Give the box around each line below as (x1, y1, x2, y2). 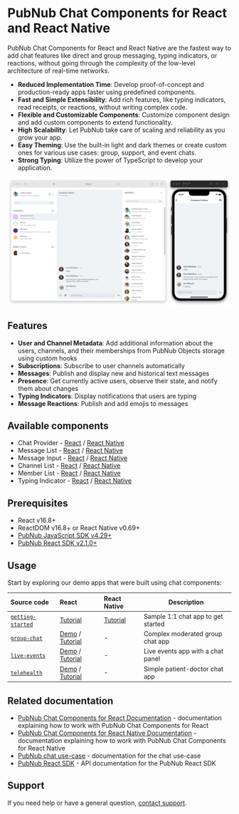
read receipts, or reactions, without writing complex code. (17, 103, 188, 111)
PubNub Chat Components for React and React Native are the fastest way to (7, 43, 231, 52)
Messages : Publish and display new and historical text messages (17, 369, 210, 377)
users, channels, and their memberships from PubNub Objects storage (17, 346, 225, 355)
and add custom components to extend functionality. (17, 118, 173, 126)
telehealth (10, 669, 43, 677)
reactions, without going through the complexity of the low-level (7, 58, 196, 67)
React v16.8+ (17, 516, 56, 525)
